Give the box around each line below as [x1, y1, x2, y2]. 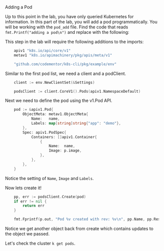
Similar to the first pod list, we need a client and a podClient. [5, 71, 126, 76]
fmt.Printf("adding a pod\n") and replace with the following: [5, 29, 129, 35]
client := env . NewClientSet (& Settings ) [14, 80, 95, 85]
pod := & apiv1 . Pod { [14, 107, 54, 112]
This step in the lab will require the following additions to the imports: [5, 39, 144, 45]
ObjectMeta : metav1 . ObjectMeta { [22, 112, 89, 117]
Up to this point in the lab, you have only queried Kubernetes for [5, 14, 134, 19]
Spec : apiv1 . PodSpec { [22, 130, 67, 135]
